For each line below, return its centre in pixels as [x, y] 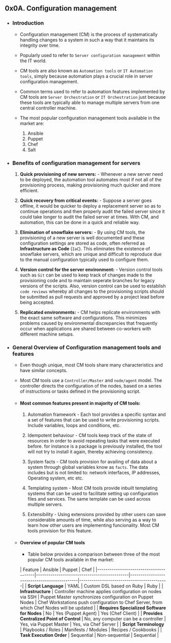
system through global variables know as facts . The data [88, 467]
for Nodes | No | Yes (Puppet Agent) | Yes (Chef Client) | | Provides [91, 613]
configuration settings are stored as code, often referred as [82, 243]
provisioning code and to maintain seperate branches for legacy [87, 280]
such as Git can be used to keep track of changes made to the [86, 275]
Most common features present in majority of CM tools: [80, 403]
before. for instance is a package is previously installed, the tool [95, 446]
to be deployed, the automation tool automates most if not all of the [91, 179]
